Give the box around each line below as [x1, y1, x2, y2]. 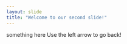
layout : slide [6, 8, 43, 15]
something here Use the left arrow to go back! [6, 31, 122, 38]
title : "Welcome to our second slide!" [6, 14, 108, 20]
